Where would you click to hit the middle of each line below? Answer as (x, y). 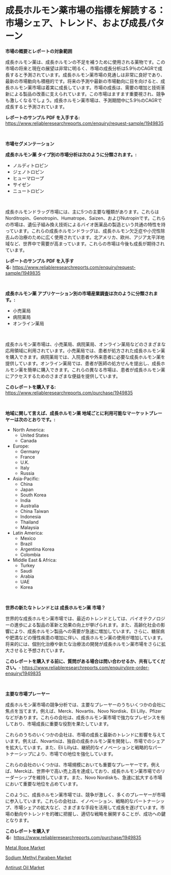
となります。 (19, 820)
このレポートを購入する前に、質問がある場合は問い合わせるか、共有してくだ (85, 661)
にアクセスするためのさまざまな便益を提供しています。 (63, 376)
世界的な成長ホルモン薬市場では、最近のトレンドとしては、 (68, 618)
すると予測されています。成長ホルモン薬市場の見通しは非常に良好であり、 (87, 75)
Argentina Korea (37, 549)
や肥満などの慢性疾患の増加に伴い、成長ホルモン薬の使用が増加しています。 (85, 637)
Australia (30, 506)
